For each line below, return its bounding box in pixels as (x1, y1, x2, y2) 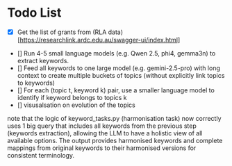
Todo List (7, 5, 62, 21)
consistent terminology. (7, 151, 75, 159)
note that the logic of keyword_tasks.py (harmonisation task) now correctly (7, 115, 222, 122)
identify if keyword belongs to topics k (17, 94, 127, 101)
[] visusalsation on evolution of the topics (17, 101, 135, 109)
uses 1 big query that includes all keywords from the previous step (7, 122, 197, 130)
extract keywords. (17, 57, 69, 65)
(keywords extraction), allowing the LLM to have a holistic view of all (7, 129, 203, 137)
